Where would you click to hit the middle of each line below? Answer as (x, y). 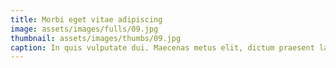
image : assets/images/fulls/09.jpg (84, 29)
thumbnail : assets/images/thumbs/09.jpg (96, 38)
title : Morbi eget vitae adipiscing (86, 19)
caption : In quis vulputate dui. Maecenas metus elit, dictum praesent (162, 47)
